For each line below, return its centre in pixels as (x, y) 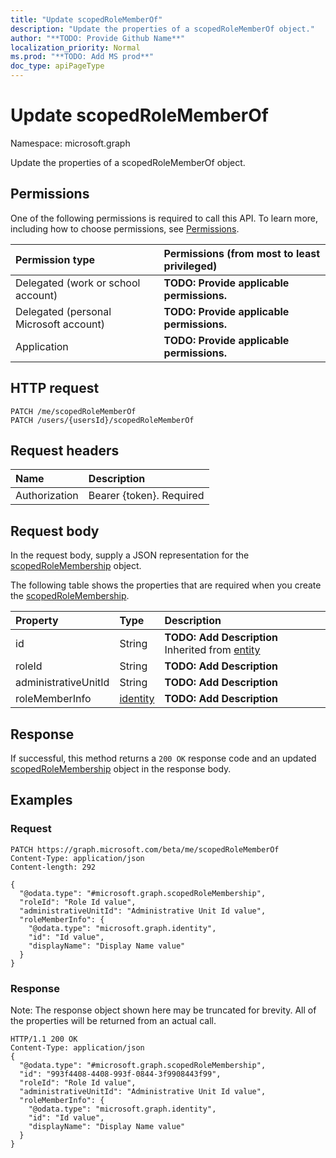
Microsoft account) (60, 324)
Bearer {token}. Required (146, 496)
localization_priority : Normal (75, 47)
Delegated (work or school (78, 283)
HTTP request (55, 388)
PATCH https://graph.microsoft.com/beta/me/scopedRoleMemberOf (145, 849)
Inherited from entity (212, 650)
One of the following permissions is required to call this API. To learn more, (164, 218)
